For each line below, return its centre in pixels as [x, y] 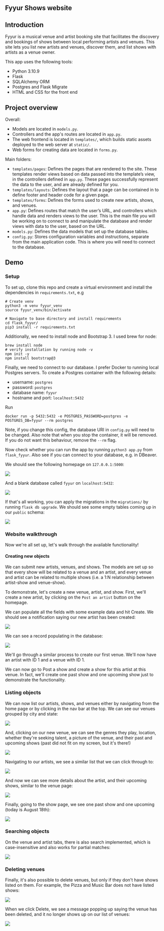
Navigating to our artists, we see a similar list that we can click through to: [80, 762]
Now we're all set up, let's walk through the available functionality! [72, 545]
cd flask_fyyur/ [22, 323]
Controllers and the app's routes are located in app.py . [67, 134]
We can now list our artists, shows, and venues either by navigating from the [82, 703]
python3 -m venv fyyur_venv [34, 306]
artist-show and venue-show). [35, 583]
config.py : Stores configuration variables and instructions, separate [81, 237]
